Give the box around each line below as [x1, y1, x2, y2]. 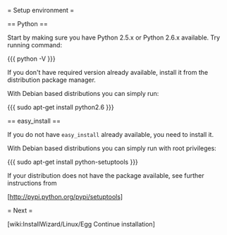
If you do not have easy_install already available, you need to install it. [7, 131, 214, 138]
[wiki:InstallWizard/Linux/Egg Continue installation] [7, 220, 155, 228]
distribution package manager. [7, 76, 97, 84]
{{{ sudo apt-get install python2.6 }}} [7, 103, 114, 112]
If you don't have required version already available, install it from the [7, 68, 209, 76]
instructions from [7, 179, 58, 187]
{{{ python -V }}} [7, 54, 56, 63]
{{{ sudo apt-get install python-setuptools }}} [7, 158, 139, 166]
